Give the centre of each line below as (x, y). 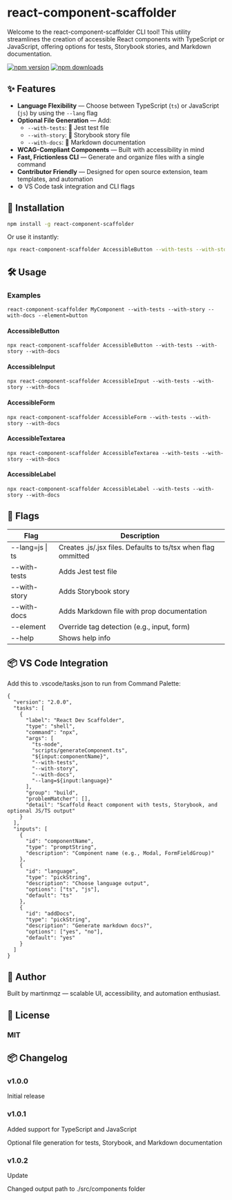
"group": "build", (52, 793)
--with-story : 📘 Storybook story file (79, 135)
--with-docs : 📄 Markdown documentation (87, 142)
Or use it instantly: (33, 237)
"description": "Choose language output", (87, 883)
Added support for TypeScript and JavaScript (72, 1129)
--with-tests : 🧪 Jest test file (68, 127)
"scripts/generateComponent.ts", (80, 751)
